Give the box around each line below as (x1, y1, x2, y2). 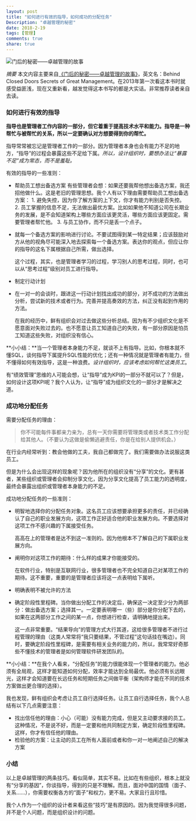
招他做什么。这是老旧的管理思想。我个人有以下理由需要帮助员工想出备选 (14, 189, 188, 196)
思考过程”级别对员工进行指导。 (27, 265, 101, 272)
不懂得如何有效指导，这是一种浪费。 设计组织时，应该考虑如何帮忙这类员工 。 (6, 359, 190, 366)
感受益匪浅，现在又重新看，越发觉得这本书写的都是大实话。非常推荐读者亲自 (6, 85, 190, 92)
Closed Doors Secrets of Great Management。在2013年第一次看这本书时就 (6, 77, 185, 85)
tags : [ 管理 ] (6, 30, 36, 36)
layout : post (6, 8, 38, 15)
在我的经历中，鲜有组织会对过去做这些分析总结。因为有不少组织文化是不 (14, 317, 188, 325)
